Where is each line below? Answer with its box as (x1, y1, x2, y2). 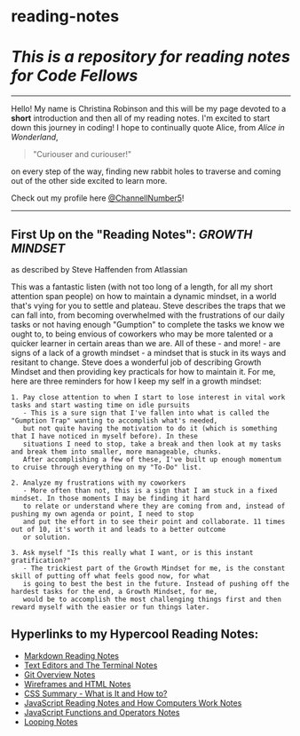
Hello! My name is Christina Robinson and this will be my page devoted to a (11, 104, 287, 115)
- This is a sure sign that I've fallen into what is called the (22, 408, 270, 417)
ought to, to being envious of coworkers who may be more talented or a (11, 328, 274, 339)
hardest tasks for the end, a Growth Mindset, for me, (11, 587, 218, 596)
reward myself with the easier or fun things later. (11, 602, 210, 612)
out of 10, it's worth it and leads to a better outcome (11, 525, 226, 534)
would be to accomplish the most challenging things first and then (22, 595, 281, 604)
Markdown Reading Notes (23, 650, 120, 661)
